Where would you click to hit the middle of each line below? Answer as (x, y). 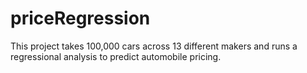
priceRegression (80, 18)
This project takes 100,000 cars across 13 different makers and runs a (154, 46)
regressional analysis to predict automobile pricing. (116, 56)
